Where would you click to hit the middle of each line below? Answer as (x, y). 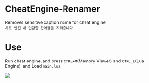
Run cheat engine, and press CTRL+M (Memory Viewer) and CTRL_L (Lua (74, 61)
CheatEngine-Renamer (53, 9)
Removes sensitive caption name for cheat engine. (56, 22)
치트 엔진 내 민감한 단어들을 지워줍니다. (40, 28)
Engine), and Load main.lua (33, 66)
